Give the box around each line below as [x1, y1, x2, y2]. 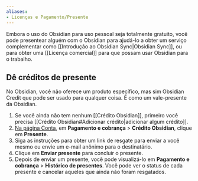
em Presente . [14, 131, 48, 138]
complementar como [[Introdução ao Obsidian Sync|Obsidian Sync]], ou [6, 42, 182, 50]
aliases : [6, 8, 28, 15]
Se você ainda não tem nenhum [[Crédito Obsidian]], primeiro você [14, 112, 178, 119]
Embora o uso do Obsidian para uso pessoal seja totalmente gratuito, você [6, 30, 188, 37]
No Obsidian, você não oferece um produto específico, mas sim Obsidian [6, 88, 184, 95]
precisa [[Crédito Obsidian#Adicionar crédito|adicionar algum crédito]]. [14, 119, 189, 126]
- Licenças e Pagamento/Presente [6, 14, 89, 20]
